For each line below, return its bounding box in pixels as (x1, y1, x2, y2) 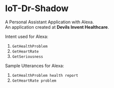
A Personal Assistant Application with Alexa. (5, 19, 94, 25)
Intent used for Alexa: (5, 34, 48, 39)
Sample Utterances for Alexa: (5, 63, 65, 69)
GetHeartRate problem (12, 78, 56, 83)
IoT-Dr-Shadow (5, 3, 69, 14)
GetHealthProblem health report (12, 73, 78, 78)
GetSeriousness (12, 54, 44, 59)
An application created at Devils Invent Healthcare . (5, 24, 109, 30)
